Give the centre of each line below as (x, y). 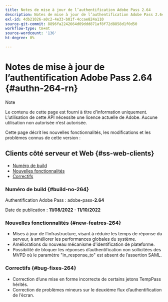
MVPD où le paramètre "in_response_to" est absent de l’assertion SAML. (87, 255)
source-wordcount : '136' (31, 33)
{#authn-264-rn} (42, 89)
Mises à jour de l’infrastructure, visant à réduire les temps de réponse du (87, 234)
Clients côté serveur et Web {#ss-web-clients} (80, 154)
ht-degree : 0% (20, 38)
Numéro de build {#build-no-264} (47, 189)
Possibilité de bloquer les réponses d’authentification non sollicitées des (87, 250)
